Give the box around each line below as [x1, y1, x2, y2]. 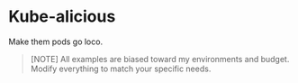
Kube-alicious [8, 6, 116, 27]
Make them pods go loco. [8, 36, 104, 47]
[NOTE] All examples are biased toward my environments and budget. [30, 53, 290, 64]
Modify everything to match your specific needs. [30, 63, 212, 74]
